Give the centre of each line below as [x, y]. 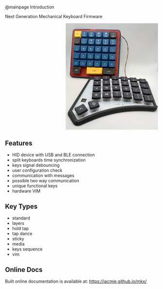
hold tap [20, 229]
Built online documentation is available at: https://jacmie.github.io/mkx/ [76, 281]
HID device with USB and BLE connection [53, 155]
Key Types [21, 206]
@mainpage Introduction [30, 7]
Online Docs [24, 270]
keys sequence [27, 249]
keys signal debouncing [36, 165]
